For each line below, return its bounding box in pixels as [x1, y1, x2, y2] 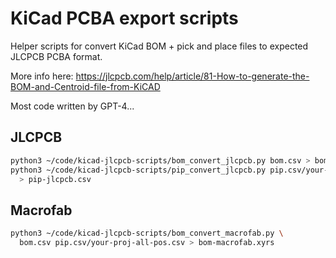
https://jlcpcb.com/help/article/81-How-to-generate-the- [75, 70, 310, 82]
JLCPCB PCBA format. [10, 50, 103, 62]
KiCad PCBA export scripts [10, 7, 239, 30]
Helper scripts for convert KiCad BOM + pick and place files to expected [10, 40, 309, 52]
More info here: [10, 70, 74, 82]
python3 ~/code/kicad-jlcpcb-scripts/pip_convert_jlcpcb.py [10, 165, 267, 175]
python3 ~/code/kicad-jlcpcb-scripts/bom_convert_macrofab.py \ [10, 228, 284, 239]
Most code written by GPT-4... [10, 100, 135, 112]
